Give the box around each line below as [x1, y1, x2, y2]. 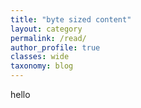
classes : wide [10, 52, 70, 62]
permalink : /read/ [10, 33, 87, 43]
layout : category [10, 24, 83, 34]
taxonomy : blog [10, 61, 74, 71]
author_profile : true [10, 42, 101, 53]
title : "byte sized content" [10, 14, 132, 25]
